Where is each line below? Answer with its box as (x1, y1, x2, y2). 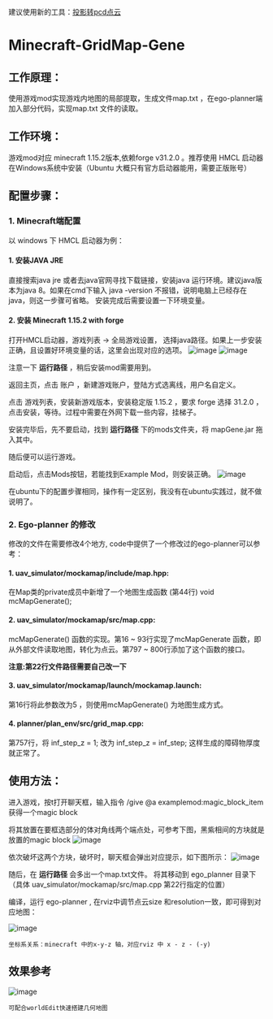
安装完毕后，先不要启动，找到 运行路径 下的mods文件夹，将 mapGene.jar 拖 (8, 424, 263, 434)
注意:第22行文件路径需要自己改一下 (8, 661, 128, 671)
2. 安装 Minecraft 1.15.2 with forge (8, 315, 124, 325)
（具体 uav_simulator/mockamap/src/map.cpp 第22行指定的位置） (8, 879, 230, 889)
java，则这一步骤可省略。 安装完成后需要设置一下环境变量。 (8, 295, 210, 305)
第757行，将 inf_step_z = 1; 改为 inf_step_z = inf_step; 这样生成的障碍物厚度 (8, 738, 261, 748)
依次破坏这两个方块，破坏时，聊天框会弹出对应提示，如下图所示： (8, 852, 229, 861)
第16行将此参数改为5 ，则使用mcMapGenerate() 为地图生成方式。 (8, 700, 227, 709)
